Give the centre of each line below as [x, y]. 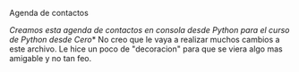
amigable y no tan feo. [51, 58]
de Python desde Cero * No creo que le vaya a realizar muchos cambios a [145, 40]
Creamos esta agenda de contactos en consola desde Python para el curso [149, 30]
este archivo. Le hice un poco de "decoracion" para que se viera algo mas [146, 49]
